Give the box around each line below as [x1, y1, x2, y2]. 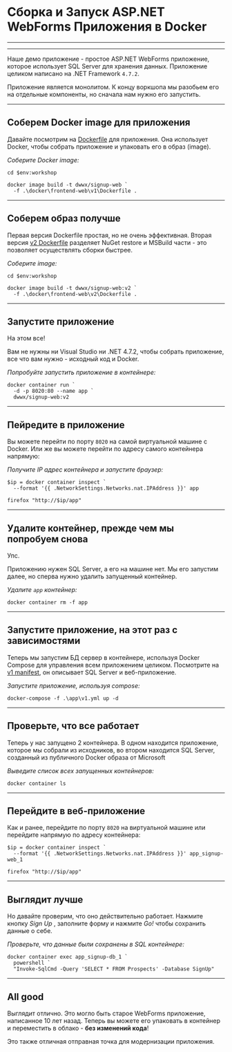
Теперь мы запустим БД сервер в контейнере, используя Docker [7, 653, 200, 661]
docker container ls [7, 779, 67, 787]
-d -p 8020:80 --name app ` [13, 388, 95, 395]
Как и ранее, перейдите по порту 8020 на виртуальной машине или [7, 824, 206, 832]
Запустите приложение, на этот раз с [7, 624, 178, 636]
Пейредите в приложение [7, 419, 125, 431]
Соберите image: [7, 259, 57, 267]
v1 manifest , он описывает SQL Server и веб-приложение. [7, 668, 177, 676]
